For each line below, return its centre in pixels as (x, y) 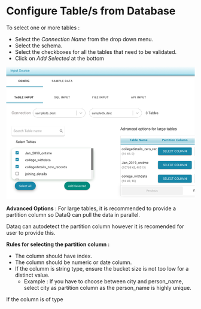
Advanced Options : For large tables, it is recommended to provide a (91, 208)
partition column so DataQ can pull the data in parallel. (73, 214)
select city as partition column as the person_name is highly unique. (107, 287)
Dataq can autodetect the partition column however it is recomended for (95, 226)
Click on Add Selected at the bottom (60, 58)
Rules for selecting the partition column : (58, 244)
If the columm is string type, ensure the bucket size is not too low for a (102, 268)
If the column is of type (35, 299)
